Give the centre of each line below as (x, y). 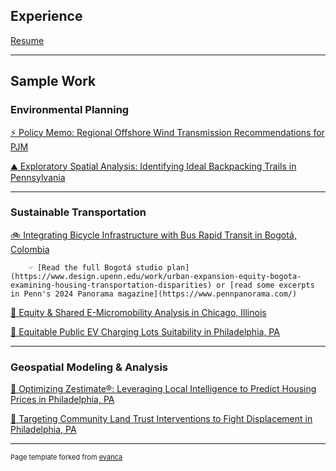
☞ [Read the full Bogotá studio (95, 267)
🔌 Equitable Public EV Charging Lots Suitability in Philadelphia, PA (145, 331)
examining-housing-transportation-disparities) (111, 285)
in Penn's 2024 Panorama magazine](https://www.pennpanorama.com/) (154, 294)
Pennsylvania (38, 177)
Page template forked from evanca (66, 457)
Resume (27, 40)
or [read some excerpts (265, 285)
